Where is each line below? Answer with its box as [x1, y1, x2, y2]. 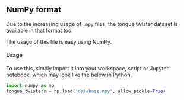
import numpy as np [6, 83, 55, 89]
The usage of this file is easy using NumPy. [6, 38, 112, 45]
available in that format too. [6, 27, 73, 34]
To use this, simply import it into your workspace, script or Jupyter [6, 65, 169, 72]
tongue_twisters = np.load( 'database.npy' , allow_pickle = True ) [6, 88, 166, 94]
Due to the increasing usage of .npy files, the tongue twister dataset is [6, 20, 178, 27]
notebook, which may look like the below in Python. [6, 71, 132, 79]
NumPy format [6, 5, 62, 15]
